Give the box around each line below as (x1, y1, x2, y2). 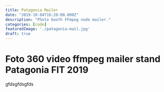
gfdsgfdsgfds (5, 81, 34, 87)
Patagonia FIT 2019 (5, 64, 88, 76)
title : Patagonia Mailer (5, 7, 58, 13)
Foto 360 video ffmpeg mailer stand (5, 53, 161, 65)
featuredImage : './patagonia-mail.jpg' (5, 27, 90, 32)
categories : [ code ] (5, 21, 47, 27)
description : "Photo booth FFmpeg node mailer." (5, 17, 111, 22)
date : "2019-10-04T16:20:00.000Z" (5, 12, 79, 17)
